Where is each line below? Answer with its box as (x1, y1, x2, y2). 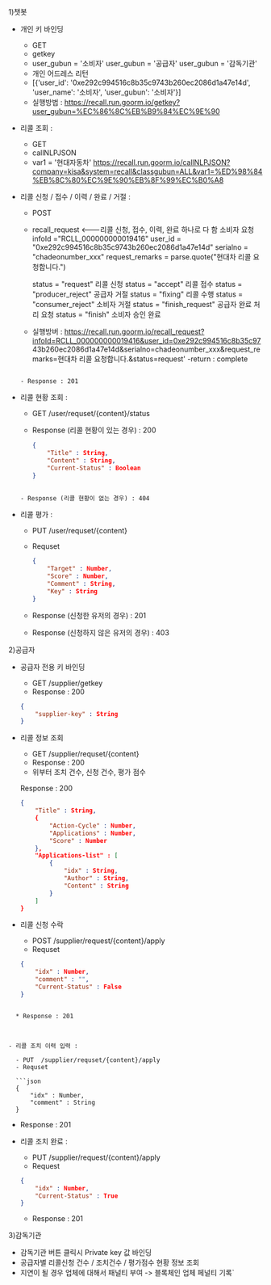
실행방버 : (31, 327, 63, 336)
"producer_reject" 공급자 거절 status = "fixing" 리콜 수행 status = (31, 289, 244, 299)
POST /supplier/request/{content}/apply (31, 936, 165, 946)
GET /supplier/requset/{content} (31, 749, 140, 759)
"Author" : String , (63, 874, 129, 883)
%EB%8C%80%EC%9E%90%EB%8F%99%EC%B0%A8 (31, 175, 224, 184)
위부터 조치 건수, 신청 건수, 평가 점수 (31, 767, 147, 777)
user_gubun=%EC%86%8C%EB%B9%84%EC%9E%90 (31, 107, 220, 116)
